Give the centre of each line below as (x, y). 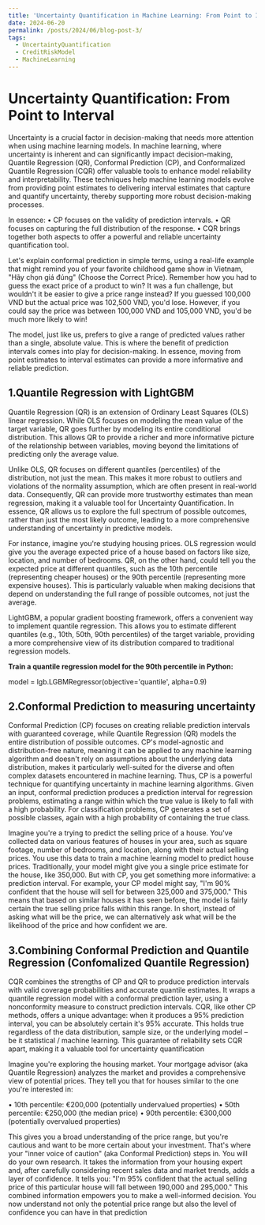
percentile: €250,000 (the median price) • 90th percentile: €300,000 (120, 1113)
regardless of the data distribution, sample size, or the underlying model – (128, 1032)
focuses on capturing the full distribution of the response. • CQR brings (124, 228)
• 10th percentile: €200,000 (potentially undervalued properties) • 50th (124, 1105)
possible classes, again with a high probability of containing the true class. (129, 818)
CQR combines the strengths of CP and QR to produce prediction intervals (129, 982)
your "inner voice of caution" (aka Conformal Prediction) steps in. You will (128, 1154)
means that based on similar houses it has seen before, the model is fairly (128, 900)
